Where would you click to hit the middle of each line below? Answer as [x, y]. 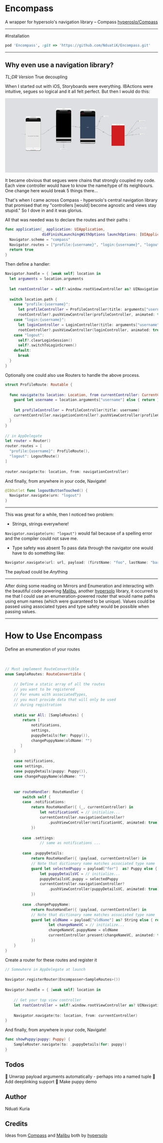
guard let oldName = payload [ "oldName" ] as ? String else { [92, 920]
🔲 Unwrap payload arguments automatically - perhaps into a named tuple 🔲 [80, 1076]
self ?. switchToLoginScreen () [47, 345]
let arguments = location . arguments [46, 279]
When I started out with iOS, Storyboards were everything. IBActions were [79, 86]
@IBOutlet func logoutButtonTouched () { [47, 490]
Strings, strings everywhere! [40, 524]
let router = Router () [28, 441]
